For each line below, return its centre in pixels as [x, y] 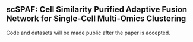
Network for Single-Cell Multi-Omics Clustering [96, 19]
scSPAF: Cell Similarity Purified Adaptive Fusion [97, 10]
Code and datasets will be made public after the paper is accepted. [88, 33]
